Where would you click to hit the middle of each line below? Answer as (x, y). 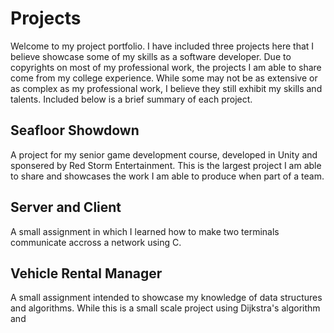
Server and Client (66, 207)
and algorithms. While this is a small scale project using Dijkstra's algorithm (165, 308)
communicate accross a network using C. (96, 242)
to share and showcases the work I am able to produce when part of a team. (167, 176)
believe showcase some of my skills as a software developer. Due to (151, 56)
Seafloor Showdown (75, 130)
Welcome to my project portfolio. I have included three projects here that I (162, 46)
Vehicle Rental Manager (86, 273)
